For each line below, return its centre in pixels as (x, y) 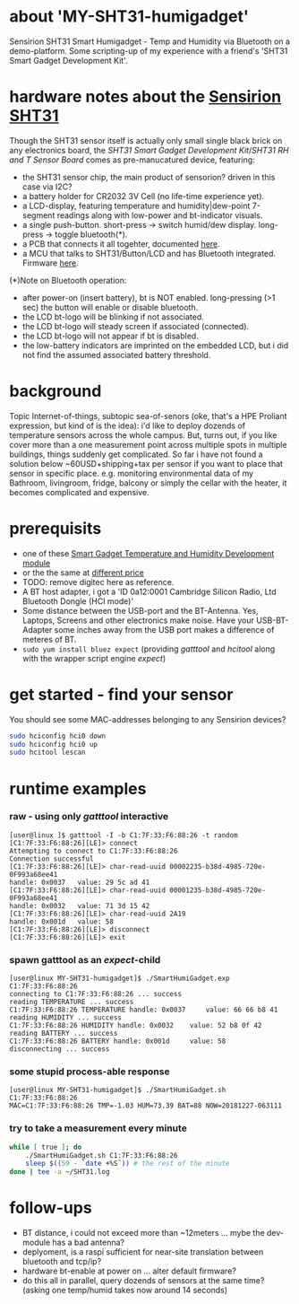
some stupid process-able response (90, 1072)
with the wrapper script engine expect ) (94, 658)
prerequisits (56, 529)
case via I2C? (47, 187)
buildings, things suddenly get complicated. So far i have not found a (136, 454)
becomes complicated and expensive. (79, 492)
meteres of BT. (49, 639)
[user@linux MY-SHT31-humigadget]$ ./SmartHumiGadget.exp (120, 979)
